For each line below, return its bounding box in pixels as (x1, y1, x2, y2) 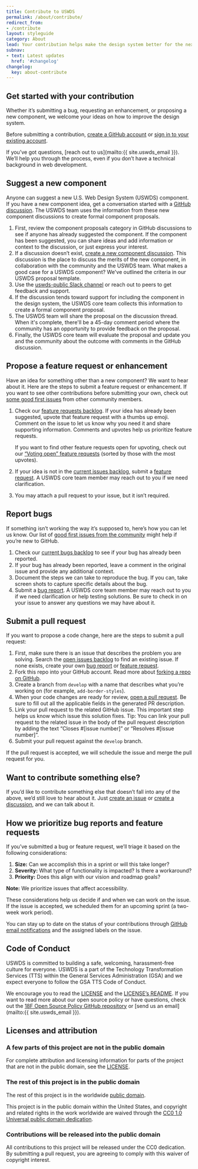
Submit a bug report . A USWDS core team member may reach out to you (14, 587, 192, 594)
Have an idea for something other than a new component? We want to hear (6, 376, 189, 384)
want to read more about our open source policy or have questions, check (6, 996, 186, 1003)
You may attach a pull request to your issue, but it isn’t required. (14, 492, 170, 499)
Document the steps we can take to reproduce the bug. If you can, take (14, 574, 188, 581)
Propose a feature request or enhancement (6, 361, 168, 371)
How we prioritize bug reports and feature (6, 818, 163, 828)
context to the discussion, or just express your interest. (14, 243, 148, 250)
